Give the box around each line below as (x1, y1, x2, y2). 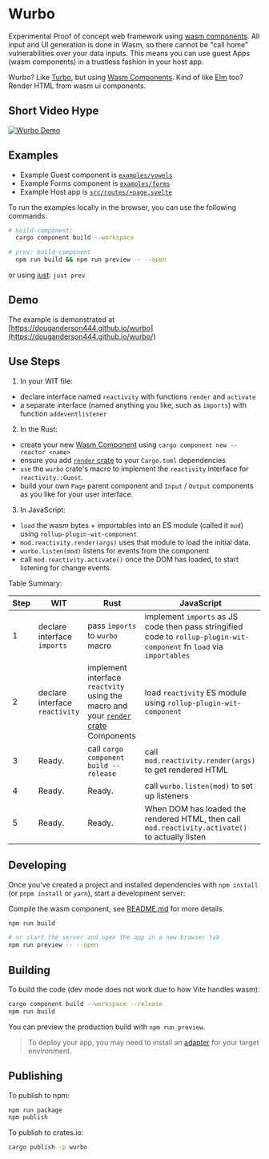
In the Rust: (19, 424, 58, 433)
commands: (8, 211, 48, 220)
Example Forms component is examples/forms (19, 178, 171, 188)
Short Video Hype (8, 104, 99, 118)
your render (87, 710, 132, 721)
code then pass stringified (144, 621, 243, 632)
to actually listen (144, 831, 207, 842)
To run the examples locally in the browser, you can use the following (8, 202, 237, 212)
